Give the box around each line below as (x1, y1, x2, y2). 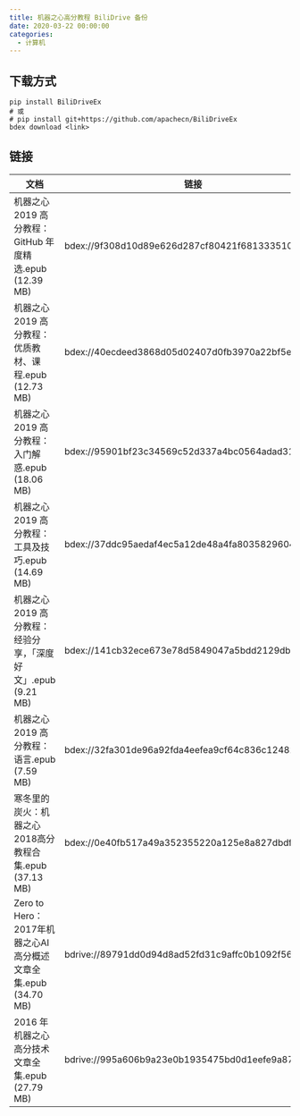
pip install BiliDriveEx (9, 97, 102, 107)
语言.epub (13, 753, 56, 765)
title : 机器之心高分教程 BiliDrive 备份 (9, 13, 148, 22)
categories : (9, 30, 54, 38)
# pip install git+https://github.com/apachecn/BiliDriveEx (9, 115, 238, 124)
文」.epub (13, 673, 56, 686)
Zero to (13, 896, 45, 909)
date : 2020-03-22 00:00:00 (9, 21, 110, 30)
